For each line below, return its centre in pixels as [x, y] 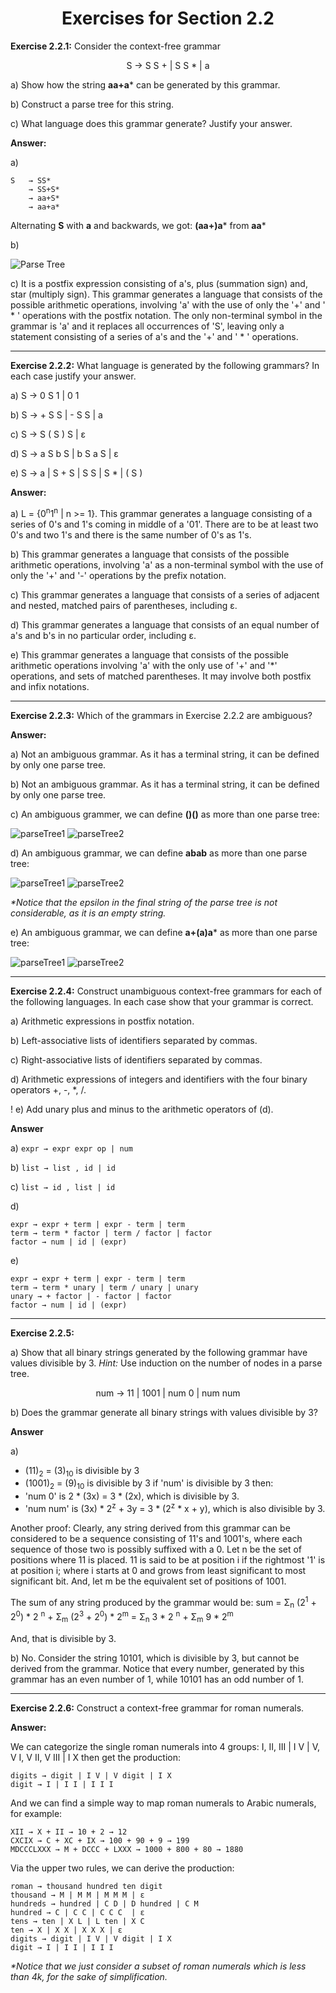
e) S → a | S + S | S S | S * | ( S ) [76, 473]
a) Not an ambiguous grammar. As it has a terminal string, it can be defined [165, 754]
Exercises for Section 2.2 [168, 18]
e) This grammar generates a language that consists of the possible [149, 654]
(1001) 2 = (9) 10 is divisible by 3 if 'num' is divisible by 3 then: [149, 1484]
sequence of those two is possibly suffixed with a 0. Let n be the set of [156, 1549]
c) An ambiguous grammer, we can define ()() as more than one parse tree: [165, 814]
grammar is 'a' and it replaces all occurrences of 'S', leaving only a [147, 326]
